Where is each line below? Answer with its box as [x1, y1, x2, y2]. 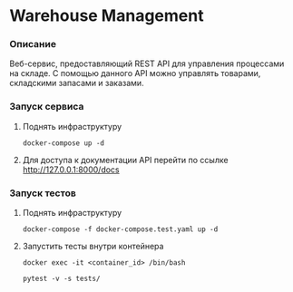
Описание [9, 38, 57, 51]
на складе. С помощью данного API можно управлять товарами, [9, 68, 261, 79]
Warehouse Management [9, 5, 204, 26]
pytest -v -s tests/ [22, 274, 101, 284]
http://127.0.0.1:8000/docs [22, 164, 120, 175]
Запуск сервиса [9, 101, 84, 113]
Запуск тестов [9, 187, 77, 200]
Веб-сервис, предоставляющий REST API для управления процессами [9, 58, 285, 69]
